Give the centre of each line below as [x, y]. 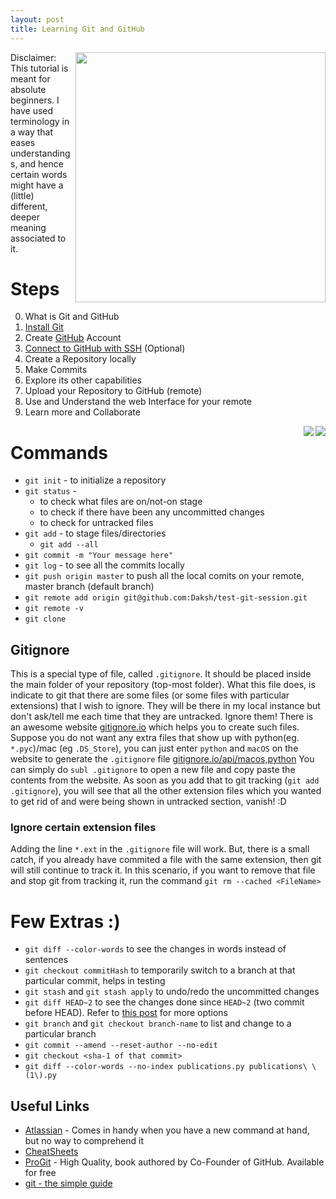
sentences [46, 960]
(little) [22, 195]
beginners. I [35, 100]
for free [40, 1173]
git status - [50, 491]
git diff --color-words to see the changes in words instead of [155, 949]
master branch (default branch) [89, 587]
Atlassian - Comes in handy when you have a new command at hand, [167, 1130]
